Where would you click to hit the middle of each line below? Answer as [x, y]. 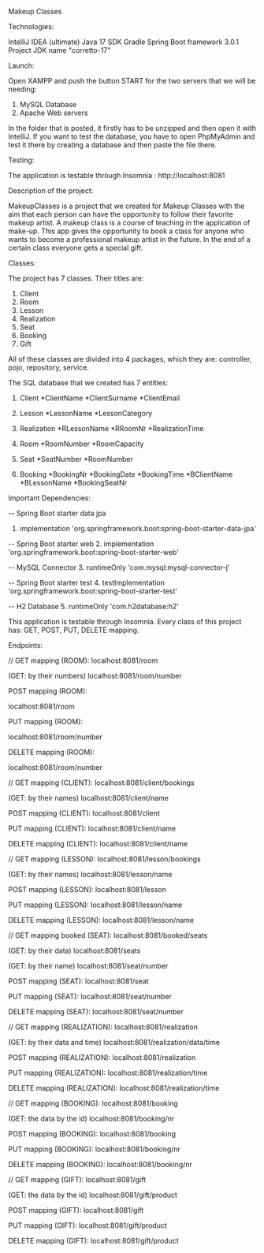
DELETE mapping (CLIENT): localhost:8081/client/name [98, 844]
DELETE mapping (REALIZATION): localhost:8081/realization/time [114, 1088]
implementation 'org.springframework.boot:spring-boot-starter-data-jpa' [138, 528]
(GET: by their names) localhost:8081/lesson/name [90, 874]
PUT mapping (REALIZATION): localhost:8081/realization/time [108, 1073]
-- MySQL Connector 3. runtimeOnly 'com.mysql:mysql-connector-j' [119, 567]
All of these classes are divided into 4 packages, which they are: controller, [130, 359]
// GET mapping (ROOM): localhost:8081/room [83, 660]
